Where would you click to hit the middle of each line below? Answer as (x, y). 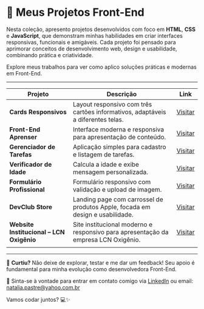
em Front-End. (24, 73)
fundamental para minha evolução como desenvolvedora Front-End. (92, 269)
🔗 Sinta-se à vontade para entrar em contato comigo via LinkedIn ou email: (100, 281)
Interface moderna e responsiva (118, 129)
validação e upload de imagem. (117, 189)
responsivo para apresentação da (121, 232)
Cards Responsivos (38, 112)
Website (22, 224)
